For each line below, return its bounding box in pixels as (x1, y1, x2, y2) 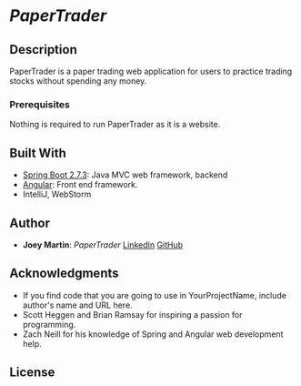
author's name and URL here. (22, 300, 134, 310)
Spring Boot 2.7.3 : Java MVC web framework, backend (22, 169, 228, 180)
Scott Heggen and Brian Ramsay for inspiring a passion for (22, 309, 243, 320)
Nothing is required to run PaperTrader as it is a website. (9, 119, 221, 130)
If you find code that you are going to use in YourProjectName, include (22, 289, 287, 300)
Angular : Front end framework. (22, 179, 138, 190)
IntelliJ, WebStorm (22, 188, 92, 200)
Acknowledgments (9, 266, 120, 281)
